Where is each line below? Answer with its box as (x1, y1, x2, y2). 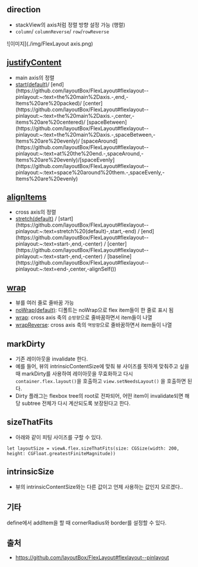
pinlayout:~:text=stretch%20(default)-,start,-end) (15, 228, 137, 235)
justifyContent (7, 57, 62, 67)
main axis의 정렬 (15, 74, 55, 81)
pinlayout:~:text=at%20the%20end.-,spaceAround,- (15, 150, 144, 157)
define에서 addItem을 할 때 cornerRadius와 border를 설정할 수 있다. (7, 519, 167, 526)
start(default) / (15, 80, 50, 88)
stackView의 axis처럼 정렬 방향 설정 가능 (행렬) (15, 21, 126, 28)
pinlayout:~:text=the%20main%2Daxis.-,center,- (15, 112, 135, 119)
